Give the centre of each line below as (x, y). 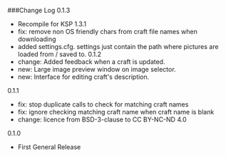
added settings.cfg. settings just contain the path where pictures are (118, 47)
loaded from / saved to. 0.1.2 (60, 54)
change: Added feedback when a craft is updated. (91, 62)
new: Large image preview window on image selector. (97, 69)
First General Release (49, 147)
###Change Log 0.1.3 (39, 10)
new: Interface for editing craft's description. (83, 77)
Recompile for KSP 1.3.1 (52, 24)
